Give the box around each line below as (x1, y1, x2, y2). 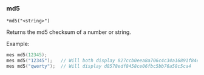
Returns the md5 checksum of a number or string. (6, 28, 132, 36)
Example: (6, 41, 30, 48)
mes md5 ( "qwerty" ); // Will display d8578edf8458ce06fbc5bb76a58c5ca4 (6, 64, 191, 70)
